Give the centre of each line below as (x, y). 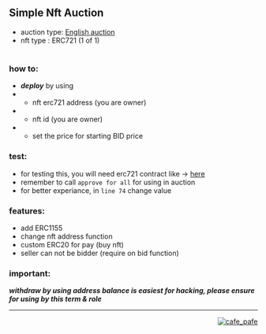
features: (27, 210)
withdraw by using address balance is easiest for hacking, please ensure (132, 291)
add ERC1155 (41, 228)
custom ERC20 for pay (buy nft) (72, 244)
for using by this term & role (55, 299)
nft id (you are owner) (67, 119)
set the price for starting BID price (88, 136)
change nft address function (66, 236)
